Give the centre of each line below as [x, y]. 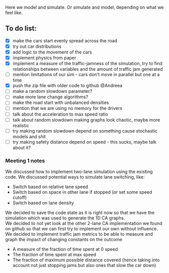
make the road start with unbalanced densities [61, 102]
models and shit [29, 136]
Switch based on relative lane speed [50, 187]
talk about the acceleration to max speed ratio [60, 114]
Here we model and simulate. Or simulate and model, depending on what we [84, 7]
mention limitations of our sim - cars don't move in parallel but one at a [86, 75]
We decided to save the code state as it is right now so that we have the [80, 213]
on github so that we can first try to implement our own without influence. [81, 229]
